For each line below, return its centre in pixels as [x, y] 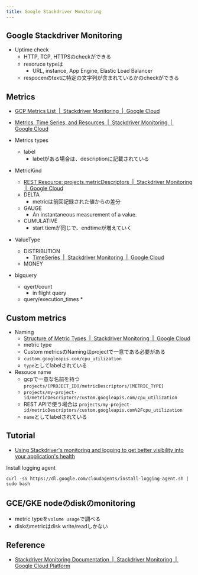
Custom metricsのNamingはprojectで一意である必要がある [94, 352]
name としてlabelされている [55, 417]
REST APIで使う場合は [51, 404]
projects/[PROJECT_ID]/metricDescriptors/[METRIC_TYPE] [94, 386]
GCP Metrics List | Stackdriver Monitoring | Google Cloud [87, 111]
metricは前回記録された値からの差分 [77, 202]
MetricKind [28, 171]
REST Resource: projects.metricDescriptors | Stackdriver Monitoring [108, 182]
